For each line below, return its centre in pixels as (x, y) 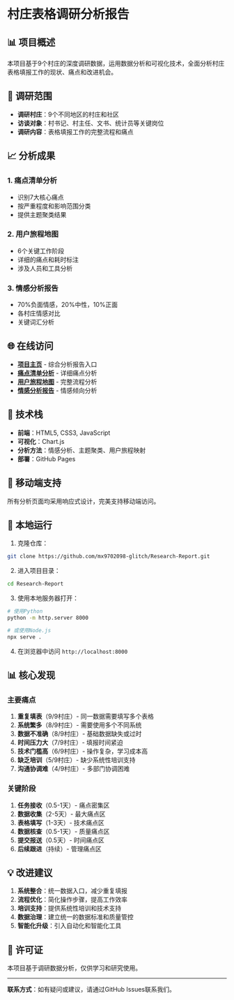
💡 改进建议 (30, 873)
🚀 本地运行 (30, 525)
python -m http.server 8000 (48, 618)
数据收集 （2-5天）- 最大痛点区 (61, 814)
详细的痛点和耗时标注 (48, 260)
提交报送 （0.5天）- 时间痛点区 (61, 840)
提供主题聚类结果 (42, 214)
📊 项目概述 (31, 42)
